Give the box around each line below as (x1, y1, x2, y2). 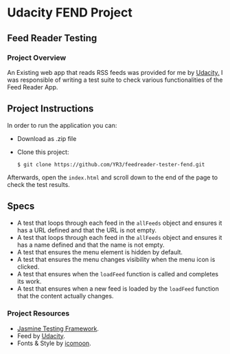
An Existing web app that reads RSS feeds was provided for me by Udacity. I (7, 68, 223, 76)
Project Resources (7, 309, 70, 318)
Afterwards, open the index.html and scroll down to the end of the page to (7, 173, 218, 181)
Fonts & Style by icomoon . (16, 339, 91, 347)
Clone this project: (16, 148, 69, 156)
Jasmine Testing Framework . (16, 324, 100, 333)
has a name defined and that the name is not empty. (16, 241, 165, 249)
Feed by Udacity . (16, 331, 65, 340)
